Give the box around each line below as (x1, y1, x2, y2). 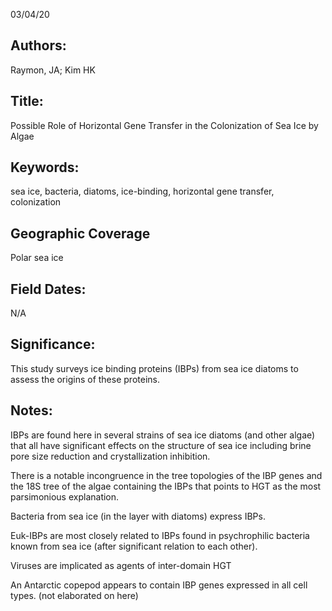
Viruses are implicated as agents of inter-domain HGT (10, 559, 232, 571)
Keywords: (10, 159, 80, 176)
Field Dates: (10, 280, 87, 298)
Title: (10, 93, 44, 110)
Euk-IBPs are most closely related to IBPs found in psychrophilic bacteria (10, 529, 310, 541)
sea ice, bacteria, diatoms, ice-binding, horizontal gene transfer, (10, 185, 275, 198)
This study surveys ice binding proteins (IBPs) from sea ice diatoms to (10, 362, 299, 374)
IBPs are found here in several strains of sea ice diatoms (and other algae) (10, 429, 316, 441)
